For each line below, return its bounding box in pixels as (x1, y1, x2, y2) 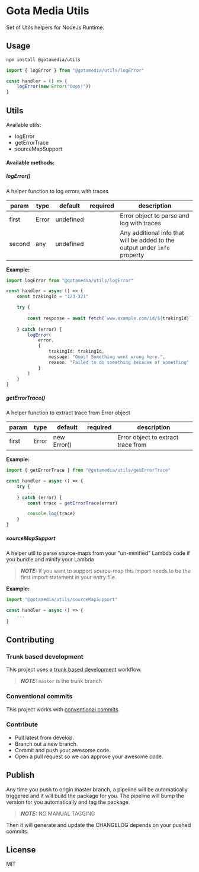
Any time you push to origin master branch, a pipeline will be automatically (6, 785, 188, 793)
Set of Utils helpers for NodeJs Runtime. (6, 24, 105, 31)
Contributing (6, 634, 54, 644)
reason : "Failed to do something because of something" (48, 359, 190, 365)
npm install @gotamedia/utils (6, 56, 81, 63)
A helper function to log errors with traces (6, 187, 108, 194)
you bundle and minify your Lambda (6, 556, 94, 563)
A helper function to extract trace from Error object (6, 409, 130, 416)
